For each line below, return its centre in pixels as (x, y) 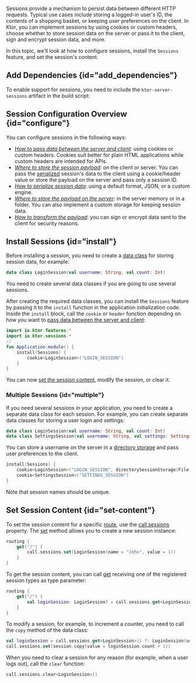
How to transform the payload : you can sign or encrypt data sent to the (100, 217)
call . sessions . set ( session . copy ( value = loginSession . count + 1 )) (88, 646)
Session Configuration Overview (66, 114)
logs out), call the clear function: (45, 664)
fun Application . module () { (40, 347)
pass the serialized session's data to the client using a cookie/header (97, 173)
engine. (24, 192)
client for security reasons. (47, 223)
